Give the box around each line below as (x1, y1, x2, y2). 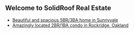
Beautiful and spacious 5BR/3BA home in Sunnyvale (12, 17, 118, 23)
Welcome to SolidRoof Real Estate (5, 4, 111, 12)
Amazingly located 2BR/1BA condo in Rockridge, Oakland (12, 22, 129, 28)
